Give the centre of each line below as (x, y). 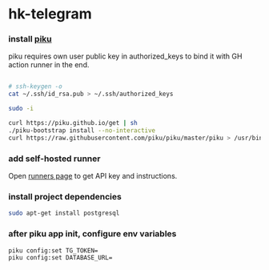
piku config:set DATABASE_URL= (60, 258)
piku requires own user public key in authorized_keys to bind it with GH (125, 56)
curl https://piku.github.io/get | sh (73, 123)
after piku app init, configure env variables (92, 234)
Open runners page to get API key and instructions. (93, 176)
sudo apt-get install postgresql (64, 213)
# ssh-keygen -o (35, 87)
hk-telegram (50, 14)
